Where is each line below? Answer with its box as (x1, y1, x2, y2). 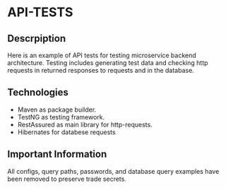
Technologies (7, 86, 69, 99)
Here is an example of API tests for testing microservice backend (7, 51, 196, 59)
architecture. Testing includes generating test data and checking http (7, 59, 208, 67)
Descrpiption (7, 32, 66, 44)
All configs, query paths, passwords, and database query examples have (7, 167, 220, 175)
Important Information (7, 148, 107, 160)
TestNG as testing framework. (17, 112, 105, 121)
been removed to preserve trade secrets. (7, 174, 127, 183)
